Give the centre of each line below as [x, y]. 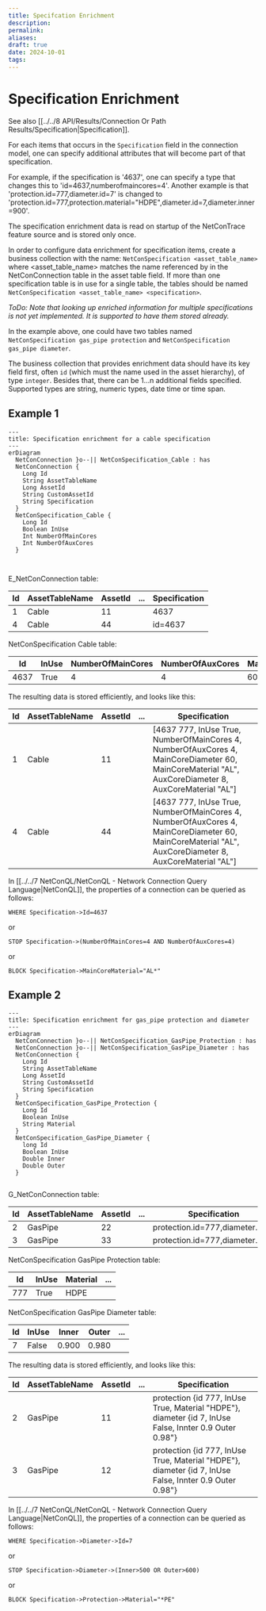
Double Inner [44, 1159]
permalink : [26, 30]
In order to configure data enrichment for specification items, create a [122, 250]
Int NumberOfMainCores [60, 536]
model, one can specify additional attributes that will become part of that [127, 153]
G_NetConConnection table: [54, 1195]
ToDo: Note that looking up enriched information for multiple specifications [131, 307]
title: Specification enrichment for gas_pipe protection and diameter [129, 1020]
